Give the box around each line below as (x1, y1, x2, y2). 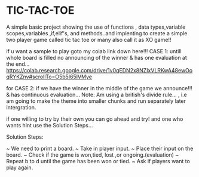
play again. (6, 164, 33, 171)
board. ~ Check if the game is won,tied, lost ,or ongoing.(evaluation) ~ (6, 151, 179, 158)
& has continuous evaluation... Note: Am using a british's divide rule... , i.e (6, 91, 187, 98)
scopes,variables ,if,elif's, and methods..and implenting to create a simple (6, 29, 188, 36)
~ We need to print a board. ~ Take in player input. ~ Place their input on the (6, 145, 194, 152)
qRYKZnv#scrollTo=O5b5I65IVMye (6, 73, 93, 80)
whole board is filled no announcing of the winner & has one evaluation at (6, 54, 187, 61)
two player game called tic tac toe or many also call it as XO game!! (6, 36, 172, 43)
